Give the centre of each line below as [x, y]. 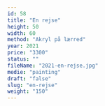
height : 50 [23, 26]
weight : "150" [28, 91]
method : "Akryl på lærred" [47, 40]
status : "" [23, 59]
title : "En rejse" [34, 20]
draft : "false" [29, 78]
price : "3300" [28, 53]
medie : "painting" [34, 72]
